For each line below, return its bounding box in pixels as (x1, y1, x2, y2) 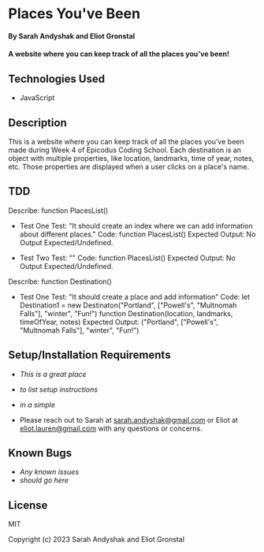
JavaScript (19, 93, 55, 103)
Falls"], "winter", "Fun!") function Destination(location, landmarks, (19, 308, 233, 318)
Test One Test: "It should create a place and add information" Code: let (19, 292, 251, 301)
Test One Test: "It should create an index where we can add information (19, 221, 254, 230)
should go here (19, 476, 69, 485)
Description (8, 116, 67, 129)
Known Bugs (8, 446, 73, 460)
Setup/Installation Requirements (8, 349, 171, 362)
